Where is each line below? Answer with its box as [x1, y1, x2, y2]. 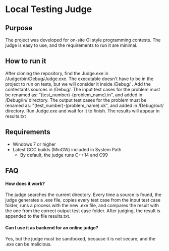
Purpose [5, 24, 33, 32]
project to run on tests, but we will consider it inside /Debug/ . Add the [5, 81, 151, 87]
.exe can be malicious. [5, 241, 52, 247]
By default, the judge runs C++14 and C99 [20, 152, 108, 158]
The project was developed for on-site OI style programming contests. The [5, 37, 161, 43]
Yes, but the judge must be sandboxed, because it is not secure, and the [5, 236, 156, 242]
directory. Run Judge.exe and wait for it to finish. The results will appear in [5, 107, 160, 114]
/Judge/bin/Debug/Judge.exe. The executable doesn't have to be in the [5, 76, 154, 82]
